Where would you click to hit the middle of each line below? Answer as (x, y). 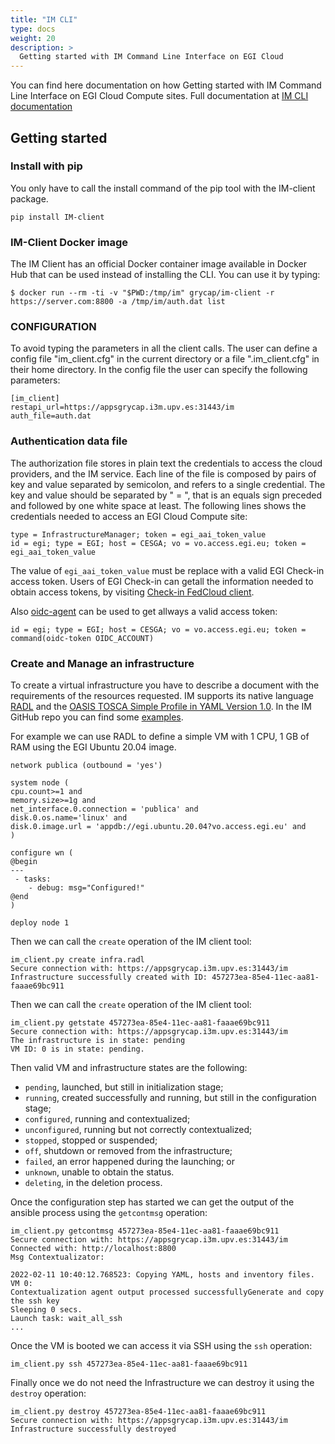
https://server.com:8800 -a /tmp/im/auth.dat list (118, 302)
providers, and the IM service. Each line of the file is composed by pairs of (163, 473)
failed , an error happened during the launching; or (130, 1161)
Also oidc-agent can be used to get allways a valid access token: (144, 611)
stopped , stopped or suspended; (91, 1140)
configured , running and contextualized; (107, 1119)
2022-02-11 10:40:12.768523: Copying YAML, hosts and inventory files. (162, 1275)
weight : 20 (33, 38)
